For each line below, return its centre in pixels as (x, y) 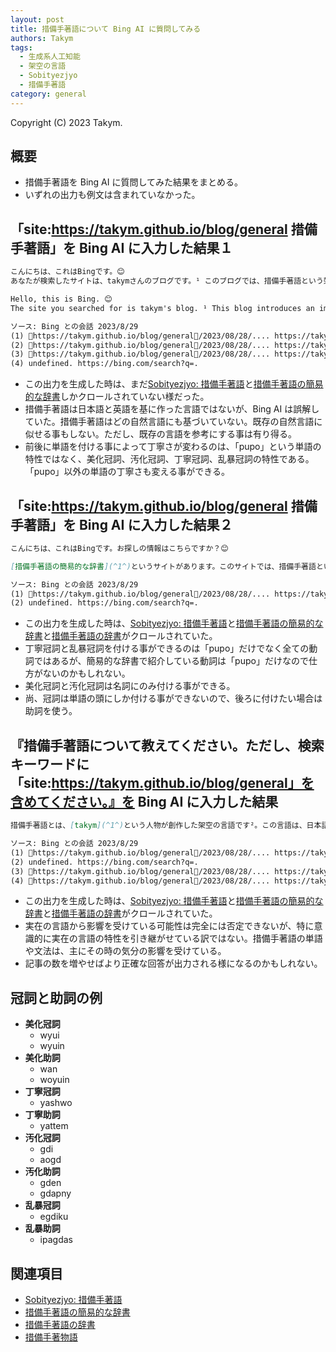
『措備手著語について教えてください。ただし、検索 (167, 745)
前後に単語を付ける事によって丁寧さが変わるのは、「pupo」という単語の (173, 447)
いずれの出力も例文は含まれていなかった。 (112, 195)
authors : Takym (42, 38)
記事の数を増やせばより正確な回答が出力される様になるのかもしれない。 (173, 963)
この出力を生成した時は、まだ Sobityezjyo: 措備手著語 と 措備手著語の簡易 (174, 384)
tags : (21, 47)
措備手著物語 (51, 1337)
